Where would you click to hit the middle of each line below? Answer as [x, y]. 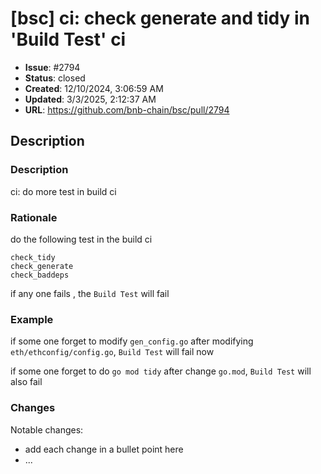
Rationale [34, 217]
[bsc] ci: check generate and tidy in [160, 18]
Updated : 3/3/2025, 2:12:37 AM [90, 99]
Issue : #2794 [52, 67]
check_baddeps [40, 275]
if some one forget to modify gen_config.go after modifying [132, 341]
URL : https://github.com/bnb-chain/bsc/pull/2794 [127, 109]
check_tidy [33, 257]
